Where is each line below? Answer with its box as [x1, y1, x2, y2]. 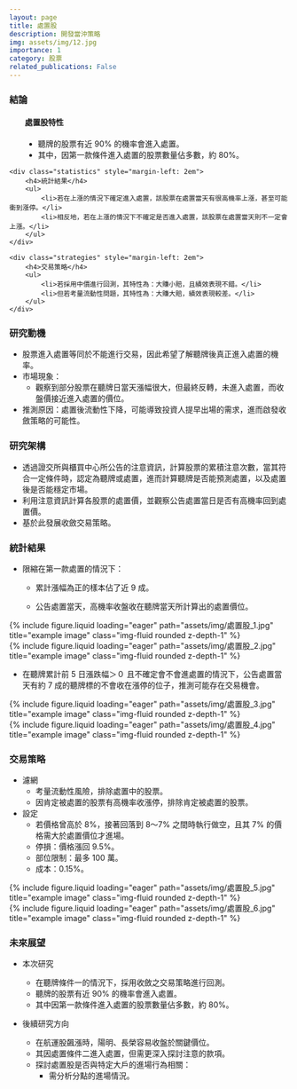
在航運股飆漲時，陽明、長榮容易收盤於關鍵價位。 [35, 1038, 215, 1048]
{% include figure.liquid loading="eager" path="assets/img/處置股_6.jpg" [9, 903, 276, 914]
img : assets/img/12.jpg [9, 37, 98, 47]
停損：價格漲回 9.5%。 [35, 841, 120, 852]
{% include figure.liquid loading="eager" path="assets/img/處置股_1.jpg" [9, 619, 274, 630]
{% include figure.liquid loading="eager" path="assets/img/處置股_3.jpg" [9, 698, 277, 709]
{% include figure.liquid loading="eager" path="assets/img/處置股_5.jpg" [9, 882, 276, 893]
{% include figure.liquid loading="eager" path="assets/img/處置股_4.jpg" [9, 719, 277, 730]
